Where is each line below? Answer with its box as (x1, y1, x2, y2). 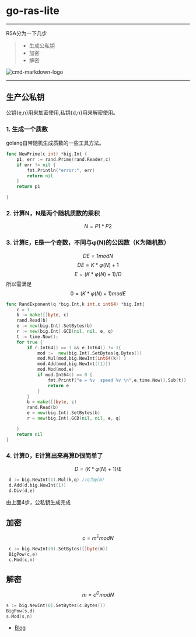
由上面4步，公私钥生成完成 (6, 499, 71, 506)
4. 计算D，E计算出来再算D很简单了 (6, 452, 103, 460)
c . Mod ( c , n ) (8, 557, 35, 563)
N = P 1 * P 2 (84, 223, 112, 230)
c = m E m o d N (82, 533, 114, 542)
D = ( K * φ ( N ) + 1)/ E (74, 465, 122, 472)
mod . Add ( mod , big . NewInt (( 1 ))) (37, 361, 111, 367)
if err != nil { (16, 162, 57, 168)
